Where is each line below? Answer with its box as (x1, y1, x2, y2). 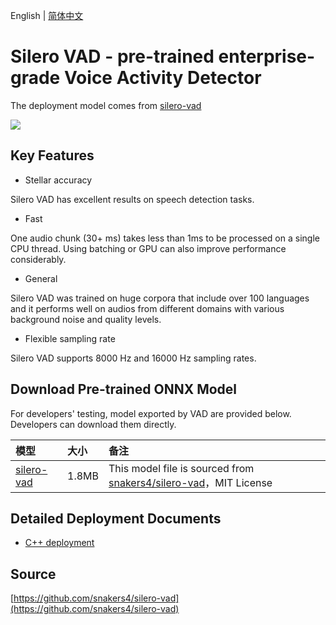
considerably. (10, 253, 67, 265)
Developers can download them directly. (10, 418, 177, 430)
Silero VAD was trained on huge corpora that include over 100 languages (10, 292, 310, 304)
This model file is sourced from (108, 461, 255, 475)
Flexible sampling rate (24, 332, 116, 344)
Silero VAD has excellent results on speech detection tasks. (10, 193, 255, 205)
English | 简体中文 (10, 10, 84, 21)
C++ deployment (24, 537, 95, 549)
